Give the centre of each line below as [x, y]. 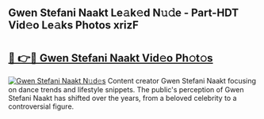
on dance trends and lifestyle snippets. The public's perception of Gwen [126, 89]
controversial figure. [41, 106]
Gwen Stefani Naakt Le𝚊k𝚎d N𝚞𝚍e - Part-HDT [124, 13]
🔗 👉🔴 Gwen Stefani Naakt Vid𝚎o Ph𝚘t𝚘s [111, 58]
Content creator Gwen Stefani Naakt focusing [182, 81]
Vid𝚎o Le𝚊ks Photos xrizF [73, 26]
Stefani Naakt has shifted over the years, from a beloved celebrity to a [122, 98]
